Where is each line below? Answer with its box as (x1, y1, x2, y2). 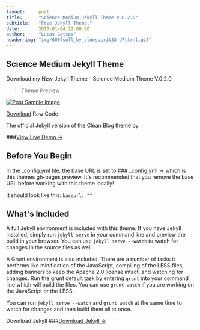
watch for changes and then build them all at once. (6, 305, 132, 313)
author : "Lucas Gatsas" (6, 31, 77, 37)
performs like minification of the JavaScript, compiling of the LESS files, (6, 262, 184, 269)
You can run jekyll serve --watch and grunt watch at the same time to (6, 299, 182, 307)
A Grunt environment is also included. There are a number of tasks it (6, 255, 175, 263)
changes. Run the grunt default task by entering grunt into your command (6, 275, 189, 282)
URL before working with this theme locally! (6, 179, 114, 187)
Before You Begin (6, 151, 73, 161)
